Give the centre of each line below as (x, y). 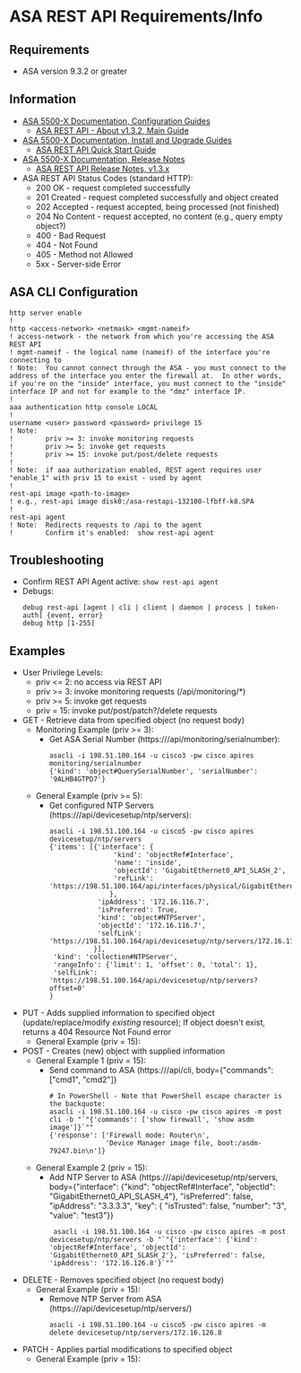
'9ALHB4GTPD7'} (77, 779)
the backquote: (77, 1104)
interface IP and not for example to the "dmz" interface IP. (128, 391)
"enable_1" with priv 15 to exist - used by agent (106, 477)
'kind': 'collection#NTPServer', (116, 958)
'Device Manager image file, (159, 1143)
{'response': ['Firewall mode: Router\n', (129, 1136)
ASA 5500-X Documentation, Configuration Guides (116, 121)
